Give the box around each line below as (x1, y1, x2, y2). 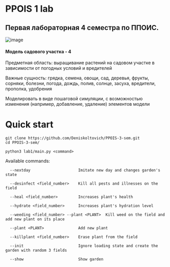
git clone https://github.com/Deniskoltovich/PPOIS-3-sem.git (5, 136, 140, 141)
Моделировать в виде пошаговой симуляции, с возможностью (5, 96, 143, 102)
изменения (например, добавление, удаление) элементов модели (5, 101, 150, 107)
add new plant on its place (5, 217, 65, 222)
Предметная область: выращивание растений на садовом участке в (5, 60, 155, 66)
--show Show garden (10, 257, 103, 262)
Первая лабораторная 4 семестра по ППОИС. (5, 23, 159, 32)
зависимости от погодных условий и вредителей (5, 65, 112, 71)
